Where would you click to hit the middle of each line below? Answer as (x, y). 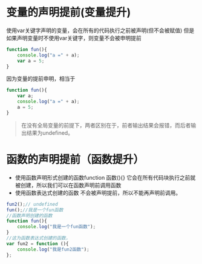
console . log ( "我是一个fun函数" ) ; (57, 227)
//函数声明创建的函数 (29, 215)
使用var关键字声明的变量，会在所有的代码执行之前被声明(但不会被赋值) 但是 (100, 30)
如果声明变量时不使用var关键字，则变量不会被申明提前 (74, 38)
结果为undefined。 (50, 133)
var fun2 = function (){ (37, 243)
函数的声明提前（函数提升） (75, 160)
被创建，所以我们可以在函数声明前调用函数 (68, 185)
